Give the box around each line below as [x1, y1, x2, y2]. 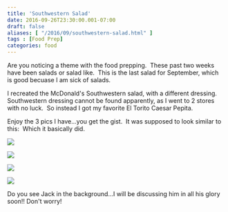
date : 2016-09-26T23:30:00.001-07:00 [7, 17, 116, 23]
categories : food [7, 42, 57, 49]
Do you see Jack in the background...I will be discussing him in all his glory [7, 190, 220, 197]
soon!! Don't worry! [7, 197, 62, 205]
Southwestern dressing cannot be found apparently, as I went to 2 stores [7, 97, 215, 104]
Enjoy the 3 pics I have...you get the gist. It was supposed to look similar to [7, 117, 222, 125]
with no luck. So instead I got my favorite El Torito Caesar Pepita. [7, 104, 193, 112]
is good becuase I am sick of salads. [7, 76, 111, 84]
